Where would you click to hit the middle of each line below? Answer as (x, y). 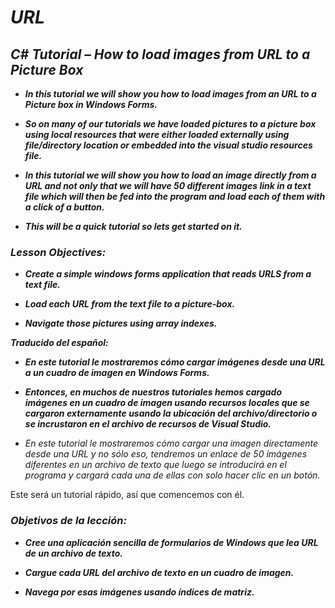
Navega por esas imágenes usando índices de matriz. (139, 592)
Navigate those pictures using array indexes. (121, 323)
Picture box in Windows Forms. (91, 104)
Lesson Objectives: (58, 252)
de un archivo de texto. (73, 553)
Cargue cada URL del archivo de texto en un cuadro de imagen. (159, 572)
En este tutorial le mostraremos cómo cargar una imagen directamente (171, 443)
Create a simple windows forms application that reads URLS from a (168, 274)
